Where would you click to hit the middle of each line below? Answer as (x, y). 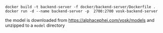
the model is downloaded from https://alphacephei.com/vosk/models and (80, 20)
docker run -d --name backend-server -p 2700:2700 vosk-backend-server (81, 11)
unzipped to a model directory (35, 25)
